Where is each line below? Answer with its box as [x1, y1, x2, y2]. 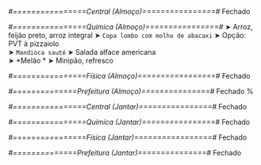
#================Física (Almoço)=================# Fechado [8, 71, 251, 80]
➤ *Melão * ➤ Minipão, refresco [8, 56, 113, 65]
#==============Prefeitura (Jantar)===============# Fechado [8, 148, 242, 157]
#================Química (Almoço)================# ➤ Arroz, [8, 22, 254, 31]
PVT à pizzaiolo [8, 39, 59, 48]
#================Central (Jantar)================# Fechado [8, 102, 248, 111]
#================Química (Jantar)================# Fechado [8, 117, 251, 126]
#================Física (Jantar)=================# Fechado [8, 132, 248, 142]
